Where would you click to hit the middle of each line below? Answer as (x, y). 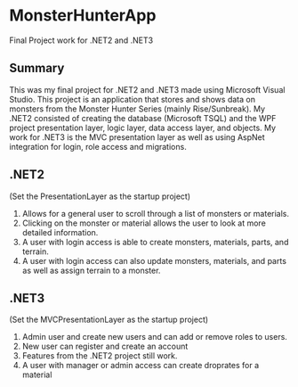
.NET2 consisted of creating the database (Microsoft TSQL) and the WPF (143, 118)
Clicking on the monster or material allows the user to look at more (144, 223)
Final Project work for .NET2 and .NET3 (81, 40)
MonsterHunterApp (83, 16)
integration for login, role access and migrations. (98, 146)
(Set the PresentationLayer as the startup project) (100, 196)
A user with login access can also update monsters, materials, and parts (154, 260)
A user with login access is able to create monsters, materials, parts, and (155, 242)
